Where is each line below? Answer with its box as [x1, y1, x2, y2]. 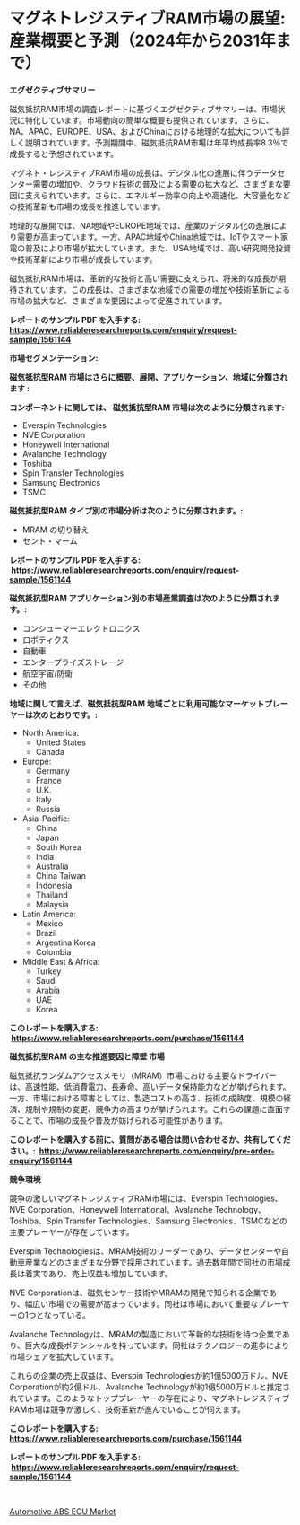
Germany [35, 765, 70, 776]
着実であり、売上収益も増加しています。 [24, 1267, 173, 1279]
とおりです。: [47, 709, 99, 720]
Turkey [35, 966, 62, 977]
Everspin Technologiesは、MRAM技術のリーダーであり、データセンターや [9, 1245, 282, 1257]
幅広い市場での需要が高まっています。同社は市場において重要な [24, 1298, 259, 1309]
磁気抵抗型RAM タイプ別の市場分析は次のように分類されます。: [9, 504, 244, 516]
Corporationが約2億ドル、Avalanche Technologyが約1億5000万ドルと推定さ [9, 1381, 291, 1392]
